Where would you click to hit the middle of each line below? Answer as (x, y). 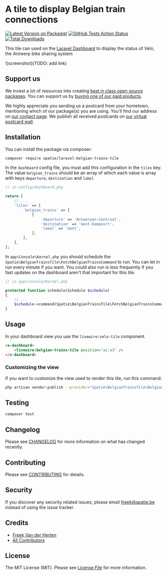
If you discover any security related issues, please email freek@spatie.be (80, 502)
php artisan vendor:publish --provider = (48, 387)
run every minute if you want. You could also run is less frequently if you (79, 267)
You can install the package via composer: (48, 149)
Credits (17, 523)
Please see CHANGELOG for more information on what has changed (75, 442)
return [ (14, 196)
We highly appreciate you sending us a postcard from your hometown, (77, 106)
